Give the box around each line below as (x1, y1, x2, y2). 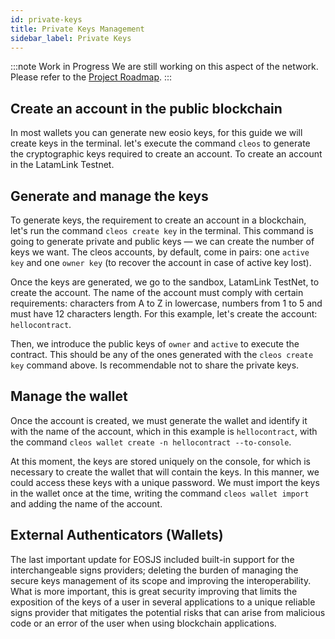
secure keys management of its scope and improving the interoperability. (10, 574, 312, 586)
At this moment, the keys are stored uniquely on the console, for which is (10, 455, 311, 467)
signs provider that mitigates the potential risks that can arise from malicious (10, 606, 326, 618)
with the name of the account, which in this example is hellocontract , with (10, 425, 318, 437)
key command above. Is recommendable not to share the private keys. (10, 359, 300, 371)
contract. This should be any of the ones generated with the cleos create (10, 349, 314, 360)
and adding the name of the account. (10, 497, 163, 510)
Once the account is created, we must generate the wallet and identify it (10, 414, 308, 426)
